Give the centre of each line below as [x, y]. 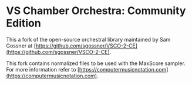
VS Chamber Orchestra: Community [96, 11]
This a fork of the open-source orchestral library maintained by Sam [88, 39]
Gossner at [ [21, 46]
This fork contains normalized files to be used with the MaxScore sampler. [96, 63]
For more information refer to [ [43, 69]
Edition [23, 23]
